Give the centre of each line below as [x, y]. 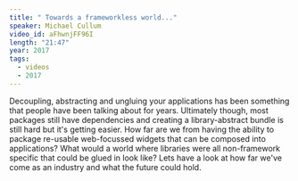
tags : [19, 59]
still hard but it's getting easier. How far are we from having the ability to [142, 129]
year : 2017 [29, 51]
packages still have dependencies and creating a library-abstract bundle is [146, 119]
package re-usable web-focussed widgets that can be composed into [137, 138]
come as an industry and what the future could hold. [106, 167]
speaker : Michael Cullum [55, 26]
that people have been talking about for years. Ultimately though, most [139, 110]
